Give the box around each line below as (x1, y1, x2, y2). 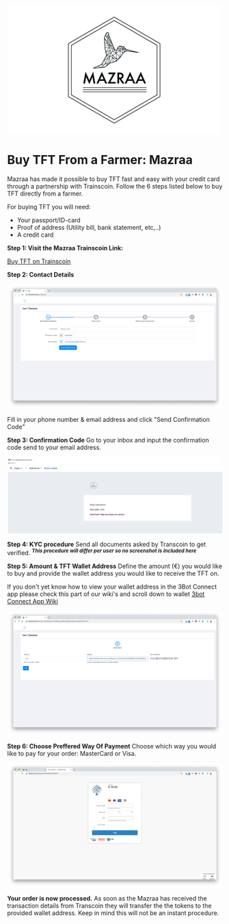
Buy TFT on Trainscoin (7, 257, 71, 265)
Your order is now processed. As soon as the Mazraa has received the (7, 894, 207, 902)
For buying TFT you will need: (7, 202, 91, 211)
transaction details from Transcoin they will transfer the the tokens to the (7, 901, 212, 910)
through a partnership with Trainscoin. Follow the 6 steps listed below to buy (7, 182, 223, 190)
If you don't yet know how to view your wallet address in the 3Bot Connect (7, 582, 217, 591)
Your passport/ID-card (16, 215, 81, 224)
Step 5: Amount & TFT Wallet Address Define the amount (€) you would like (7, 562, 222, 571)
